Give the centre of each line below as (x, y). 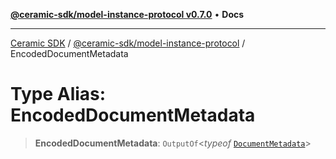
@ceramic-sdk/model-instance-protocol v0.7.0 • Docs (127, 14)
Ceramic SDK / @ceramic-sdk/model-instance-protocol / (128, 43)
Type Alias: (58, 94)
